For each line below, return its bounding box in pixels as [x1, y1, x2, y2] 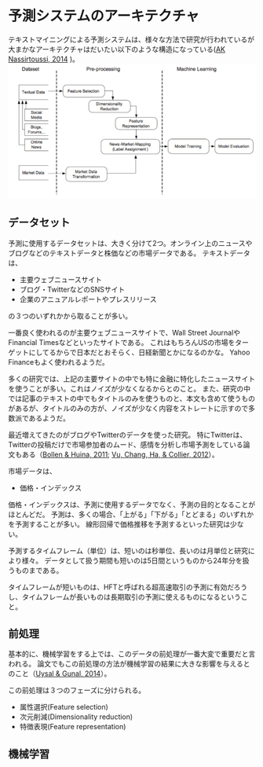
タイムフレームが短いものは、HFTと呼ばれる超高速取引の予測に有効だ [8, 582, 234, 592]
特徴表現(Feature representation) [19, 722, 126, 732]
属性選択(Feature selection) [19, 703, 108, 712]
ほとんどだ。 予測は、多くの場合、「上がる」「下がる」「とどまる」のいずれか [8, 509, 254, 519]
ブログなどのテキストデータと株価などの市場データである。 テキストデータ [8, 248, 250, 258]
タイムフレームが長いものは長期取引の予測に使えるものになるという [21, 592, 242, 601]
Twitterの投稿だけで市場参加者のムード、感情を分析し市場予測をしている [8, 439, 243, 449]
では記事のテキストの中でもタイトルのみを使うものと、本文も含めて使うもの [8, 394, 256, 403]
